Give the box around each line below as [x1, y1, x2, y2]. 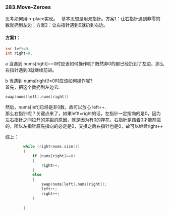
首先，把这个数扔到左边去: [5, 84, 60, 90]
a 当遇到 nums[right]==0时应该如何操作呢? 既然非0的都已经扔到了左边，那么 [5, 61, 164, 67]
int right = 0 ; [5, 51, 33, 56]
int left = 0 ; [5, 46, 30, 51]
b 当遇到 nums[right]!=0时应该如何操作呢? [5, 78, 93, 84]
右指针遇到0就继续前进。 [5, 67, 57, 73]
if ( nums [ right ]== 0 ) [32, 153, 76, 158]
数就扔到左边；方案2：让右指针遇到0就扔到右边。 [5, 22, 108, 28]
